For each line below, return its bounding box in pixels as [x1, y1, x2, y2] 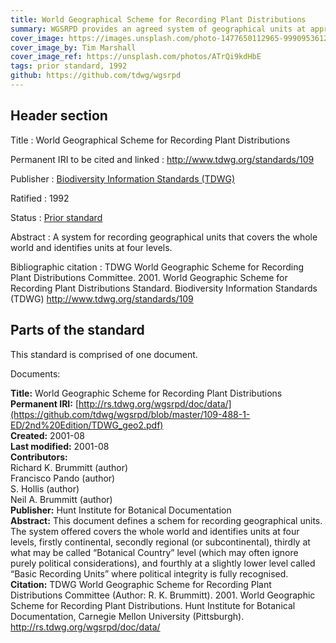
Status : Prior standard [10, 211, 103, 223]
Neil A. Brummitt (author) [10, 493, 113, 505]
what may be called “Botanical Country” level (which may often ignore [10, 546, 299, 558]
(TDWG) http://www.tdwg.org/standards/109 [10, 292, 194, 305]
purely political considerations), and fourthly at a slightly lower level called [10, 557, 316, 569]
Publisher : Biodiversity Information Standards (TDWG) [10, 172, 236, 185]
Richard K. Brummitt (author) [10, 461, 129, 473]
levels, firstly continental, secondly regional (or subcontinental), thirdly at [10, 536, 311, 548]
